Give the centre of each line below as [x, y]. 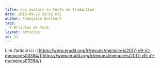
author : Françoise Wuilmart [33, 18]
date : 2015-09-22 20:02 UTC [33, 14]
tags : [10, 23]
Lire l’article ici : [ [22, 50]
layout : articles [23, 32]
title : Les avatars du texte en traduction [50, 9]
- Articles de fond [29, 28]
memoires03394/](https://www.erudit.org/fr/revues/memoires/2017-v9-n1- [80, 55]
